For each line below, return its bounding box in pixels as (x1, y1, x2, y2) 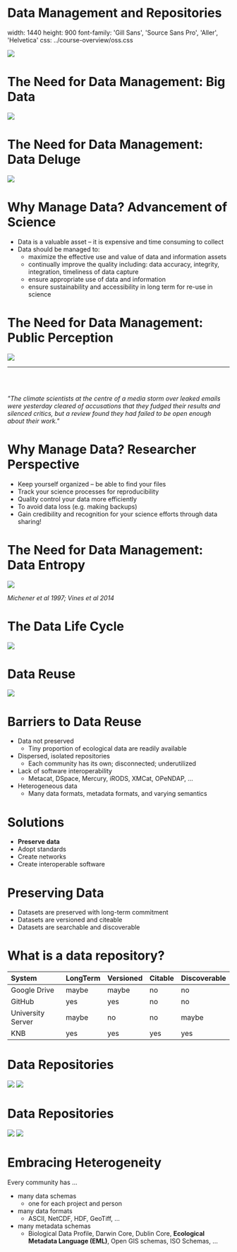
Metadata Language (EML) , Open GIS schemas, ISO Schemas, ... (28, 1237, 219, 1245)
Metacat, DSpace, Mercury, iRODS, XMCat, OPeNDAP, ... (28, 775, 194, 783)
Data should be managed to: (17, 245, 100, 254)
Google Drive (11, 985, 55, 995)
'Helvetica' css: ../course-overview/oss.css (7, 35, 133, 44)
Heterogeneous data (17, 782, 78, 790)
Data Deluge (7, 152, 81, 167)
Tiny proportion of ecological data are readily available (28, 744, 187, 753)
